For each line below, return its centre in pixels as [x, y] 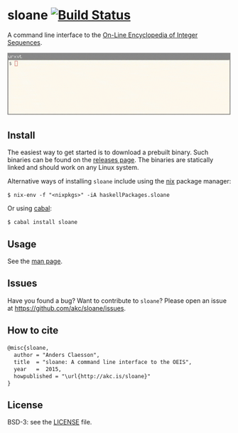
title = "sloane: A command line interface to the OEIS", [103, 362]
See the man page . [35, 261]
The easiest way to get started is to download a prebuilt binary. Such [108, 152]
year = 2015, [38, 369]
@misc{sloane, [28, 348]
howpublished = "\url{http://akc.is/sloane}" [82, 376]
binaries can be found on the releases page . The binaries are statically [110, 160]
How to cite [33, 331]
